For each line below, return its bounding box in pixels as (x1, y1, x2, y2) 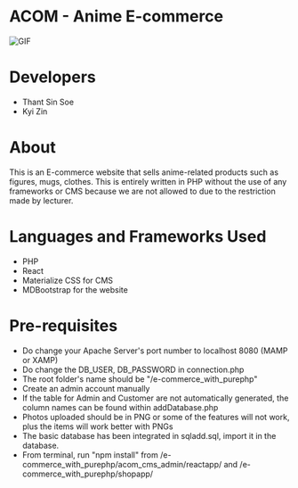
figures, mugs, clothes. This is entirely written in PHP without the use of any (9, 176, 287, 186)
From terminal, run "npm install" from (21, 449, 158, 460)
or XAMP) (21, 354, 59, 365)
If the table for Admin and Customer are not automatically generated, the (21, 393, 289, 403)
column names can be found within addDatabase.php (21, 401, 219, 412)
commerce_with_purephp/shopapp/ (21, 468, 154, 479)
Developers (9, 67, 96, 87)
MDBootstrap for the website (21, 284, 129, 295)
